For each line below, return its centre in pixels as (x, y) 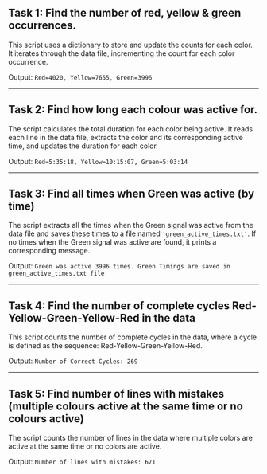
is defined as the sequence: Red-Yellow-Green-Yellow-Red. (105, 346)
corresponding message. (49, 251)
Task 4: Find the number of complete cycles (119, 306)
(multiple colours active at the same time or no (126, 406)
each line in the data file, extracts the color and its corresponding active (126, 137)
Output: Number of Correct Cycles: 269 (73, 361)
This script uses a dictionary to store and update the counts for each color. (130, 45)
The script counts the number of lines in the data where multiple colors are (130, 438)
